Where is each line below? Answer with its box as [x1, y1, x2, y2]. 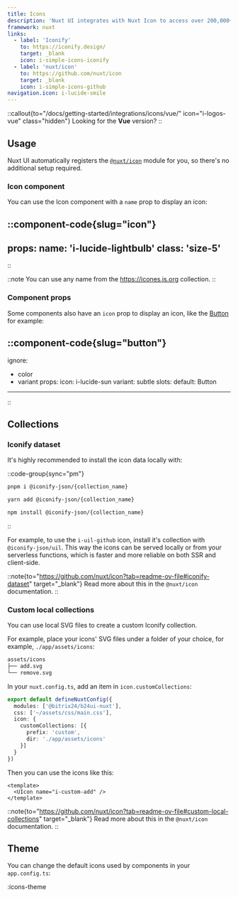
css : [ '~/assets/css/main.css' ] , [13, 709, 113, 716]
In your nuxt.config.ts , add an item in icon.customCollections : [7, 682, 193, 690]
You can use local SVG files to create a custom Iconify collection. [7, 621, 197, 630]
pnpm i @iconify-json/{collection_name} [7, 483, 129, 490]
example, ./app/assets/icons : [7, 643, 95, 651]
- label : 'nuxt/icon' [13, 63, 78, 70]
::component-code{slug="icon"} [7, 218, 157, 230]
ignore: [7, 356, 28, 365]
